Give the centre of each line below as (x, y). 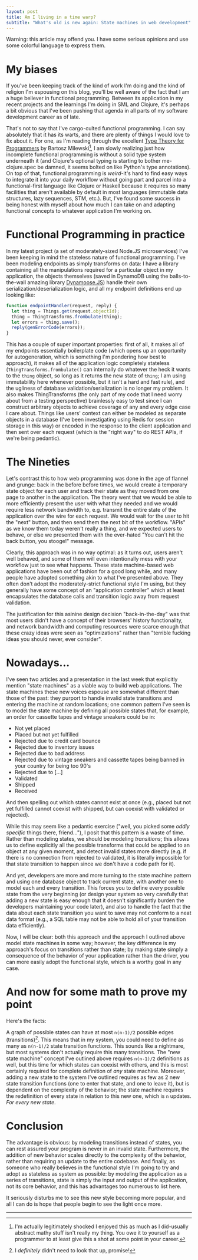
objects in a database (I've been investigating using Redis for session (90, 420)
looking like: (21, 295)
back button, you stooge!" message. (50, 541)
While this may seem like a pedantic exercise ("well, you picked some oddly (98, 827)
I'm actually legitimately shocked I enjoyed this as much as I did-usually (101, 1226)
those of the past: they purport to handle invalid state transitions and (89, 698)
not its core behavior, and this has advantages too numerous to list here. (94, 1186)
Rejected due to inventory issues (54, 747)
